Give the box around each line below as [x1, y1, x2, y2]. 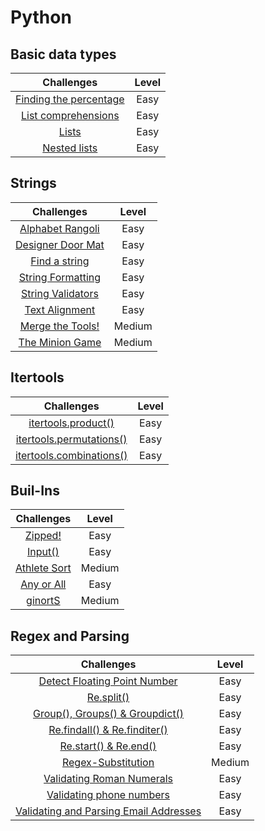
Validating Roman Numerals [43, 772, 174, 786]
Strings [10, 175, 57, 192]
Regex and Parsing [10, 627, 130, 645]
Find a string [30, 254, 90, 268]
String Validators [20, 286, 99, 300]
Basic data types [10, 46, 117, 63]
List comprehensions [20, 109, 120, 122]
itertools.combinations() [15, 448, 128, 462]
